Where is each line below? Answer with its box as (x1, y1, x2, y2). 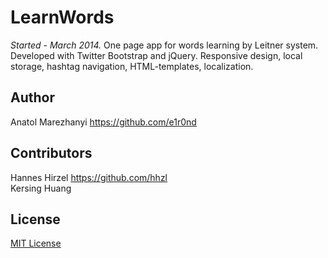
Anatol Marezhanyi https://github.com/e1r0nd (10, 116, 197, 128)
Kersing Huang (10, 182, 72, 194)
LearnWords (10, 6, 115, 29)
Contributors (10, 145, 93, 162)
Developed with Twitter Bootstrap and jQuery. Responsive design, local (10, 49, 303, 61)
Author (10, 89, 55, 106)
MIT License (10, 237, 62, 250)
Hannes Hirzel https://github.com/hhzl (10, 171, 168, 183)
